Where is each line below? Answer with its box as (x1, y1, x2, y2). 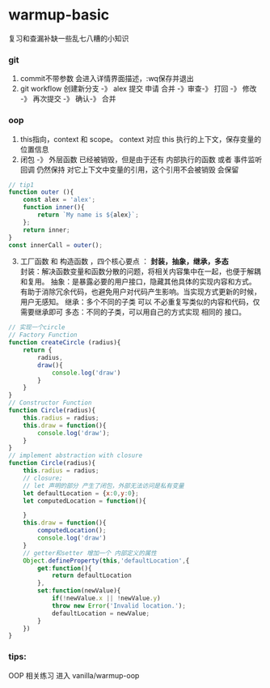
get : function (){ (37, 564, 92, 572)
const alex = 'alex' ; (23, 196, 95, 204)
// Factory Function (8, 331, 78, 340)
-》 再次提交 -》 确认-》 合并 (19, 94, 116, 104)
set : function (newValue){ (37, 587, 121, 595)
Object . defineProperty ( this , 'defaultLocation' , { (23, 557, 190, 565)
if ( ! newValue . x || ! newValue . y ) (51, 594, 161, 603)
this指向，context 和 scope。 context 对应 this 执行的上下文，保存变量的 (19, 134, 262, 143)
